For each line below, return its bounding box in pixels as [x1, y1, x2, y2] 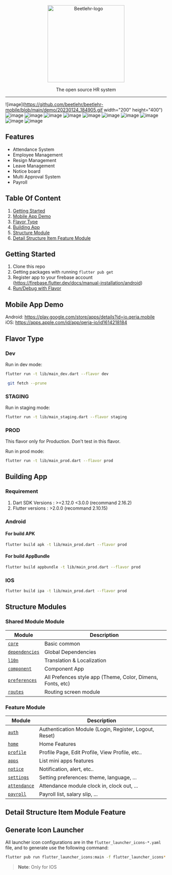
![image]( [5, 101, 25, 108]
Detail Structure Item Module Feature [5, 808, 126, 817]
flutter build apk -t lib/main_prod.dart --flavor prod [5, 542, 127, 547]
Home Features [39, 740, 76, 747]
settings [8, 774, 29, 780]
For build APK [5, 530, 35, 537]
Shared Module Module [5, 618, 65, 625]
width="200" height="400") [103, 107, 163, 113]
